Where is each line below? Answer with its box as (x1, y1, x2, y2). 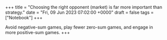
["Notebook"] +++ (5, 15, 43, 20)
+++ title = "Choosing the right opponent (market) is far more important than (5, 4, 163, 10)
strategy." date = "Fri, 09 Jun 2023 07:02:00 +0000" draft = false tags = (5, 9, 154, 15)
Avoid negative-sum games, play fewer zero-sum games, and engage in (5, 24, 153, 30)
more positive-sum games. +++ (5, 30, 70, 35)
